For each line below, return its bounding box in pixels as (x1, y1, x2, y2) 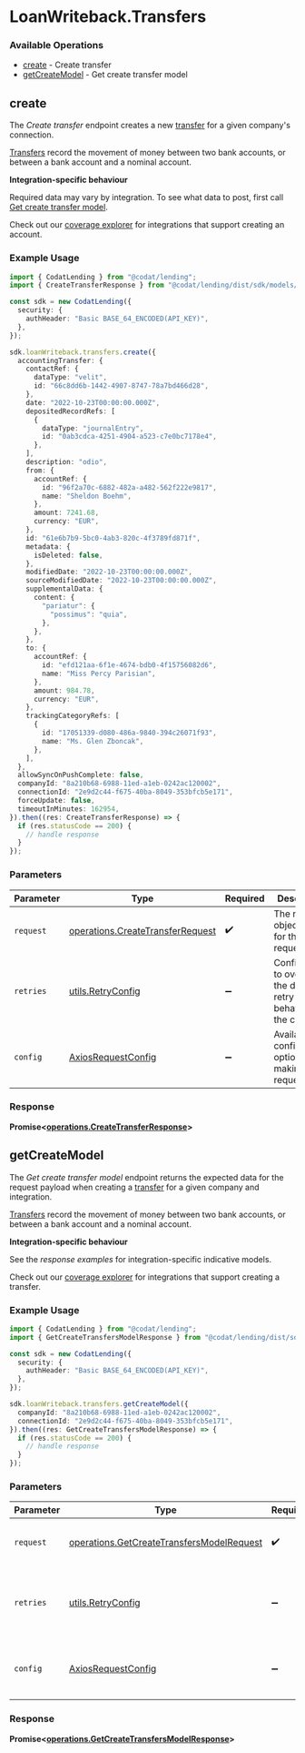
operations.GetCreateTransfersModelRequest (68, 1536, 263, 1549)
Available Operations (9, 39, 104, 52)
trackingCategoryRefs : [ (25, 712, 120, 721)
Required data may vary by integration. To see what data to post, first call (9, 192, 284, 203)
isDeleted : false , (33, 551, 103, 560)
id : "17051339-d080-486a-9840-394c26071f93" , (42, 728, 218, 738)
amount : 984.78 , (33, 685, 95, 695)
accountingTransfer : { (17, 356, 103, 365)
